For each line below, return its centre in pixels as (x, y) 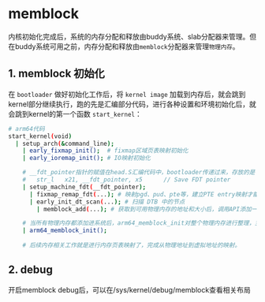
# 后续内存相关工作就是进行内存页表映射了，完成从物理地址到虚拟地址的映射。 (132, 245)
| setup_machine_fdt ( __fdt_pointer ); (84, 187)
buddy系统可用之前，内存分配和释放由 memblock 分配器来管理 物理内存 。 (127, 46)
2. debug (30, 270)
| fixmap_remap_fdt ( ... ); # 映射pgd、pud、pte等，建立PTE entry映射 (138, 194)
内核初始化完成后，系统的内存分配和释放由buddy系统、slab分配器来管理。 (129, 36)
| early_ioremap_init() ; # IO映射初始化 (87, 158)
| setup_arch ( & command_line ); (65, 144)
